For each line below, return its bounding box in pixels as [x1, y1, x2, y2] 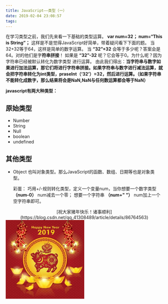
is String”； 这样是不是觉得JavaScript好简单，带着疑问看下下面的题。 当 [5, 40, 155, 46]
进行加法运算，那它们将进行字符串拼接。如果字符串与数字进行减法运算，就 [9, 65, 163, 71]
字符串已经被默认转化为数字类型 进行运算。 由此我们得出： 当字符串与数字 [5, 58, 157, 64]
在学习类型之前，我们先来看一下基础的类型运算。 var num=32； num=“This [5, 33, 163, 39]
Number [12, 117, 30, 123]
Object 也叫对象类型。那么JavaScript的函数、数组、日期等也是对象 [12, 169, 151, 174]
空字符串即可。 [12, 198, 44, 204]
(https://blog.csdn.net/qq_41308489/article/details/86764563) [20, 214, 149, 220]
